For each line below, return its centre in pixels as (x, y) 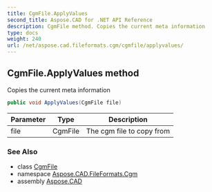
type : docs (23, 33)
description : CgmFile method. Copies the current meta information (106, 26)
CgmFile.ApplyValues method (73, 73)
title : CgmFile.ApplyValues (48, 13)
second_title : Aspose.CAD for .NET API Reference (80, 20)
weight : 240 (24, 39)
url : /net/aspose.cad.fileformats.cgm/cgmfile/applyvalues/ (96, 45)
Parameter (28, 119)
